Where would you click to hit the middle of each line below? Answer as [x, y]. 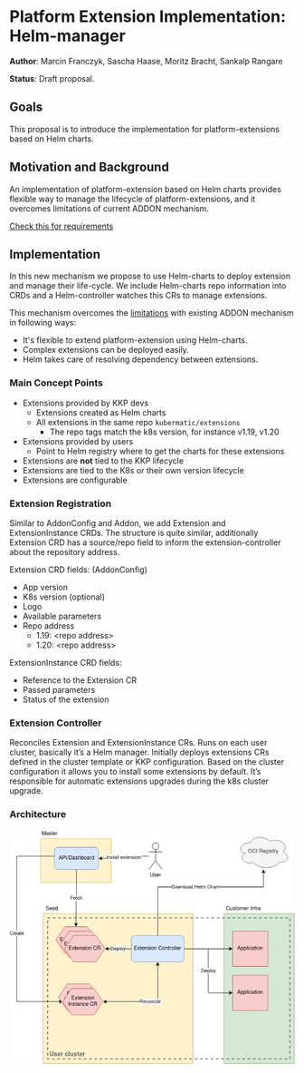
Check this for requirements [62, 226]
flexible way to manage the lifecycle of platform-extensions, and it [133, 199]
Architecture [38, 815]
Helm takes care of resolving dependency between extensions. [140, 359]
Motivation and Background [89, 167]
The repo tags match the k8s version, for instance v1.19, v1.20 [164, 432]
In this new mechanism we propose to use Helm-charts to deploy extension [150, 276]
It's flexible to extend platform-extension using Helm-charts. [135, 340]
